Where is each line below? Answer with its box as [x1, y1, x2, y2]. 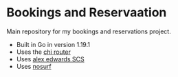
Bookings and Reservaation [6, 5, 167, 20]
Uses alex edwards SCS [16, 55, 85, 63]
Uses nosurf [16, 62, 52, 70]
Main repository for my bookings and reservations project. [6, 27, 171, 35]
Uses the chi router [16, 48, 71, 56]
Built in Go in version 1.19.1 [16, 40, 91, 48]
